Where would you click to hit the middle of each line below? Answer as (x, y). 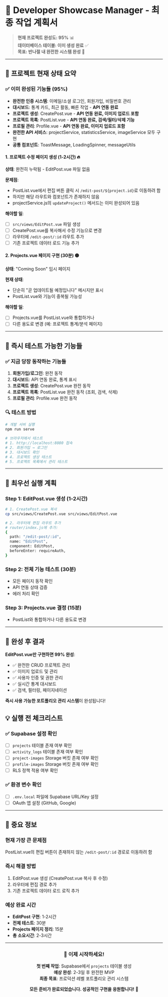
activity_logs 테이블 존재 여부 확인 (48, 751)
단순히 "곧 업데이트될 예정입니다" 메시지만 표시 (58, 290)
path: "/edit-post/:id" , (35, 537)
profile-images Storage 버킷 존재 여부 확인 (55, 764)
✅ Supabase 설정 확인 (31, 733)
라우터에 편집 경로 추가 (34, 884)
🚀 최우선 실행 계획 (31, 483)
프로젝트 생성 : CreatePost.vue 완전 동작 (51, 386)
